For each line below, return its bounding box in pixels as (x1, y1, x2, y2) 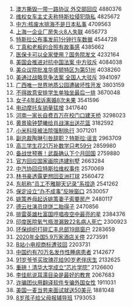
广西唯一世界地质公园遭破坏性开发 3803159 (15, 81, 125, 88)
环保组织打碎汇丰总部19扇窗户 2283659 (15, 226, 115, 233)
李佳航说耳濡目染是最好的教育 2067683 (15, 271, 115, 278)
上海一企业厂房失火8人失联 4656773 (15, 28, 107, 35)
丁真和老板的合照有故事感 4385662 (15, 43, 105, 50)
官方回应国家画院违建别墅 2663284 (15, 157, 105, 164)
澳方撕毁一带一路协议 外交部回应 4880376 (15, 5, 122, 12)
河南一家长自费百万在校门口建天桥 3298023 (15, 112, 126, 119)
